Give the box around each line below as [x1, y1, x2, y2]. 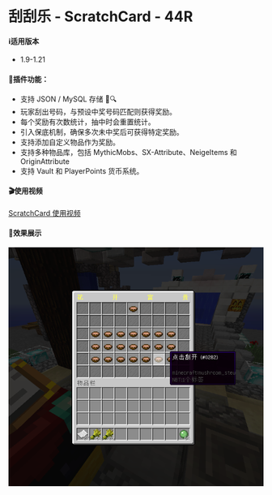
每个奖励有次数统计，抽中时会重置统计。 [19, 117, 155, 127]
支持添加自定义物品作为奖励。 [19, 137, 120, 147]
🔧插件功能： [8, 74, 49, 84]
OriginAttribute [19, 156, 70, 166]
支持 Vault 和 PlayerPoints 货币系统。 [19, 166, 144, 175]
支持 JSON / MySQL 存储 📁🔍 [19, 94, 117, 104]
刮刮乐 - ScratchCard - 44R [8, 7, 193, 26]
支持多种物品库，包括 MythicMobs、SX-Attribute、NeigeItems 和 [19, 147, 237, 157]
